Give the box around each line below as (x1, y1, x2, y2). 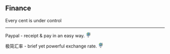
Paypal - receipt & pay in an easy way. (5, 32, 85, 38)
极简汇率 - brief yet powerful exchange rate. (5, 43, 97, 49)
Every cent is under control (5, 17, 62, 23)
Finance (5, 4, 31, 13)
